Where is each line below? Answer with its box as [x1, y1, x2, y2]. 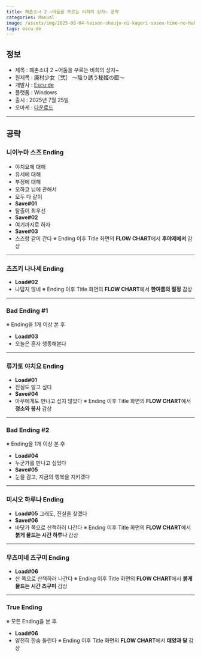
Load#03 [14, 333, 38, 340]
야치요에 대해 [14, 163, 46, 170]
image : [6, 20, 23, 26]
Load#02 [14, 279, 38, 286]
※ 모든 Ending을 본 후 [6, 617, 57, 625]
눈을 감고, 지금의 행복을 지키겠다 [14, 473, 90, 480]
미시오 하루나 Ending [6, 495, 64, 503]
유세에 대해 [14, 171, 41, 178]
